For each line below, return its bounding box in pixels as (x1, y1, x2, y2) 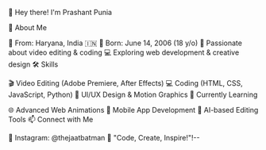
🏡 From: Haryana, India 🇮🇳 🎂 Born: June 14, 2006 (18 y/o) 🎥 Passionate (8, 38, 242, 48)
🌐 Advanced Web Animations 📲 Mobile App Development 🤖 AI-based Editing (8, 106, 259, 114)
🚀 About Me (8, 23, 48, 32)
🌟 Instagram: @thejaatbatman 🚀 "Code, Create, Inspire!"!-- (8, 133, 200, 142)
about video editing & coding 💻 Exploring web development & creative (8, 48, 240, 57)
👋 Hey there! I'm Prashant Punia (8, 8, 113, 17)
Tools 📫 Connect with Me (8, 115, 94, 124)
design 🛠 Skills (8, 60, 59, 69)
